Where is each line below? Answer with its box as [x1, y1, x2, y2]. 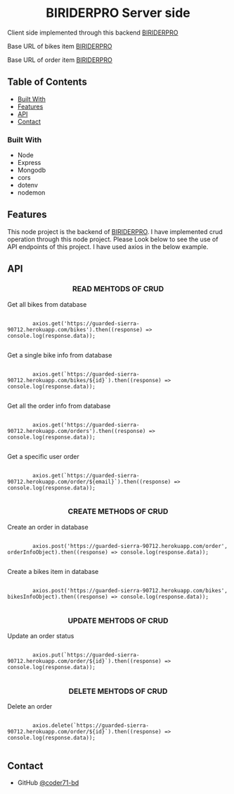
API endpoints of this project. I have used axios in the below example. [7, 242, 209, 251]
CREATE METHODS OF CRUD [67, 506, 169, 516]
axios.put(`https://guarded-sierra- [32, 652, 140, 659]
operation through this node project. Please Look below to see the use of [7, 235, 219, 243]
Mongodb [17, 166, 46, 174]
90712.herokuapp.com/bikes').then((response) [7, 326, 143, 333]
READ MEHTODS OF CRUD [72, 284, 164, 294]
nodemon [17, 188, 46, 197]
